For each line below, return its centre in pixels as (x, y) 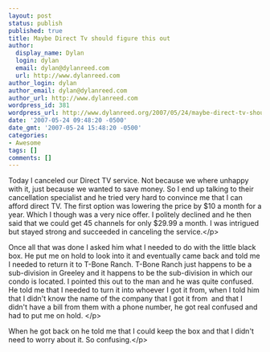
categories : (28, 135)
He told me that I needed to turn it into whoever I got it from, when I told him (134, 290)
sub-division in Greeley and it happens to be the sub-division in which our (131, 273)
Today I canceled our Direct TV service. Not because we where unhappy (129, 181)
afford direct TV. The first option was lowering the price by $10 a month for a (135, 207)
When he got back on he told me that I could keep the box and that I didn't (131, 331)
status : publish (35, 23)
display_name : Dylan (50, 53)
